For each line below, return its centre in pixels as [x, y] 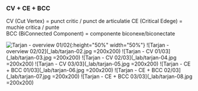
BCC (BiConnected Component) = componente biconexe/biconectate [91, 34]
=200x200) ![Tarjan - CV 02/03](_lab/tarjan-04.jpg [115, 58]
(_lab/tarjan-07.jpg [29, 77]
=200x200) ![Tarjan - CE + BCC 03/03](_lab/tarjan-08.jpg [122, 77]
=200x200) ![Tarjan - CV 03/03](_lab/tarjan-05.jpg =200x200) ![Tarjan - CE [98, 64]
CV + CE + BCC [28, 8]
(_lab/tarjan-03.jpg [29, 58]
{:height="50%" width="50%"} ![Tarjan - [120, 45]
